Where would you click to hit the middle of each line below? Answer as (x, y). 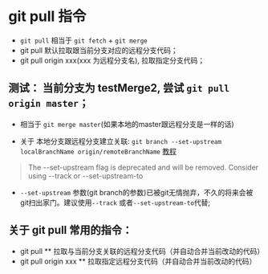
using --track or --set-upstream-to (85, 176)
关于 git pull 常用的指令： (71, 230)
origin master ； (49, 103)
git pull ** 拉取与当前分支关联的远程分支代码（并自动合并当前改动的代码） (142, 251)
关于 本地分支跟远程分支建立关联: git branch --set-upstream (121, 141)
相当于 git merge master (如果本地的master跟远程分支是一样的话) (127, 124)
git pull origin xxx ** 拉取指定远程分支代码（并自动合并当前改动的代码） (138, 261)
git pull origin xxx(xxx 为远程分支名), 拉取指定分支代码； (112, 60)
